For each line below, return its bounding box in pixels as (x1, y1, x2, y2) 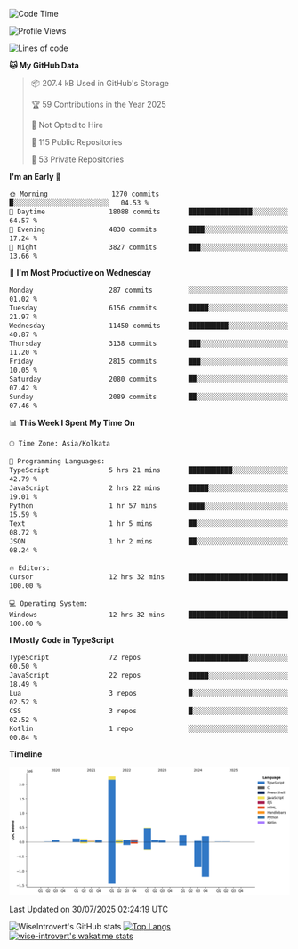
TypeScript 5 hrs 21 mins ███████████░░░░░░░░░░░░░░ (9, 466, 289, 475)
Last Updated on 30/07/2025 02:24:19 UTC (9, 904, 169, 915)
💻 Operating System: (9, 599, 89, 608)
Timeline (9, 749, 43, 760)
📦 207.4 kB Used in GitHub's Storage (30, 78, 169, 88)
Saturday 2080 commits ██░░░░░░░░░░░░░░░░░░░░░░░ (9, 374, 289, 383)
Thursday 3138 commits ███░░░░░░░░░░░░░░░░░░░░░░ (9, 339, 289, 348)
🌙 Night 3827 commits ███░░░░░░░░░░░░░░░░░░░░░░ (9, 243, 289, 252)
